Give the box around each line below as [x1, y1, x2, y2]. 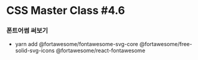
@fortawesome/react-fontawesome [55, 47, 146, 55]
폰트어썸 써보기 [6, 27, 49, 35]
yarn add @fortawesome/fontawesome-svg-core [15, 41, 138, 48]
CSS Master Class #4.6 [6, 4, 126, 18]
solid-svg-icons [15, 47, 55, 55]
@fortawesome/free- [139, 41, 193, 48]
